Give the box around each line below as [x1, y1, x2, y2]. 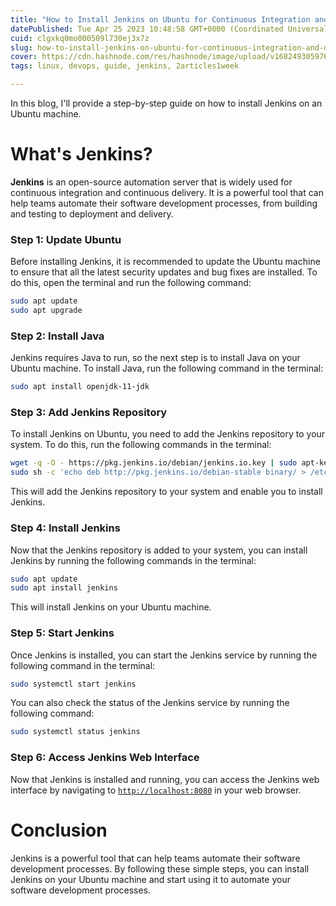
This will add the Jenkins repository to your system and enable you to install [10, 486, 323, 498]
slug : [10, 42, 33, 53]
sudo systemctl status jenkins [10, 727, 141, 737]
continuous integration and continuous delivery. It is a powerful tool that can [10, 186, 324, 198]
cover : [10, 52, 38, 62]
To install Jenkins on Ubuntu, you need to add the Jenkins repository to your [10, 428, 326, 440]
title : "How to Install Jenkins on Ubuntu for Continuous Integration [10, 14, 311, 25]
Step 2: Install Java [10, 329, 105, 343]
